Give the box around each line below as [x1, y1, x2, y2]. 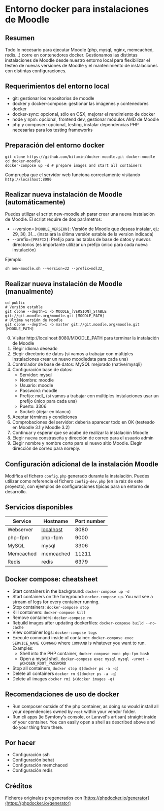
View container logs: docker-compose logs [12, 629, 98, 635]
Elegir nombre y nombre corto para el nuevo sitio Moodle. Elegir [12, 440, 142, 446]
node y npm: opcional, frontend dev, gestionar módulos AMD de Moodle [12, 116, 159, 122]
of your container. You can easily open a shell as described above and [12, 719, 155, 725]
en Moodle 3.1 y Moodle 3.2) [12, 425, 70, 430]
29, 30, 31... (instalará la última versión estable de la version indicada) [12, 231, 154, 237]
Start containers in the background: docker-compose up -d [12, 588, 130, 594]
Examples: [12, 645, 33, 651]
